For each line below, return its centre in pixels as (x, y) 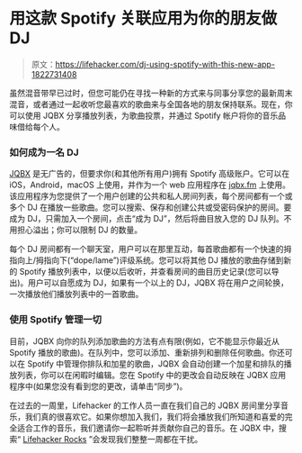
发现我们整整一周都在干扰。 (151, 439)
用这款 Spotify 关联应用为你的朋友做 (143, 18)
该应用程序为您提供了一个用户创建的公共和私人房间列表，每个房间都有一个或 (151, 196)
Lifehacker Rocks (55, 439)
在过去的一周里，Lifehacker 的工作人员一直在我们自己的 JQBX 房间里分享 (145, 405)
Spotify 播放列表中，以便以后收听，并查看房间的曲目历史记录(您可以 (145, 272)
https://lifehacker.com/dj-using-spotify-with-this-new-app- (165, 64)
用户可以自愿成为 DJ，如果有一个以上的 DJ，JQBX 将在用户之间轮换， (159, 283)
